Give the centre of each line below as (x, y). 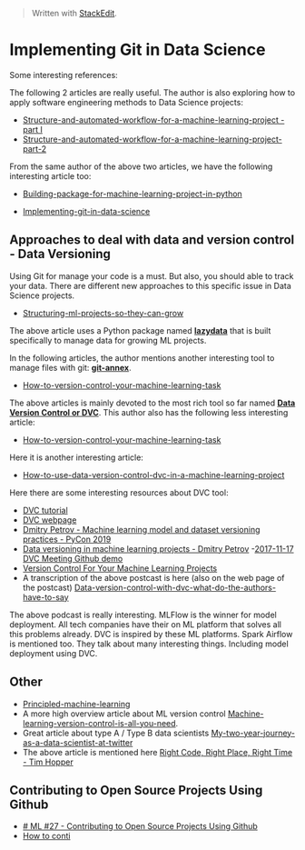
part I (33, 129)
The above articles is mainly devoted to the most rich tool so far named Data (152, 403)
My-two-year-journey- (253, 733)
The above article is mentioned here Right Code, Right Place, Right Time (157, 752)
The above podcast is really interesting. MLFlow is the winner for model (143, 615)
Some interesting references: (64, 75)
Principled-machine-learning (76, 704)
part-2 (34, 148)
